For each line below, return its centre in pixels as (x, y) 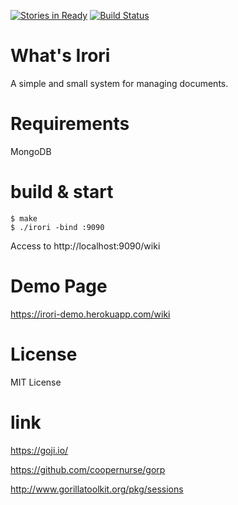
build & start (62, 192)
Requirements (70, 124)
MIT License (36, 382)
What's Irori (60, 56)
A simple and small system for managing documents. (119, 83)
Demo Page (59, 286)
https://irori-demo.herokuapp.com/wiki (90, 314)
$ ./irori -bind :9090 (57, 227)
